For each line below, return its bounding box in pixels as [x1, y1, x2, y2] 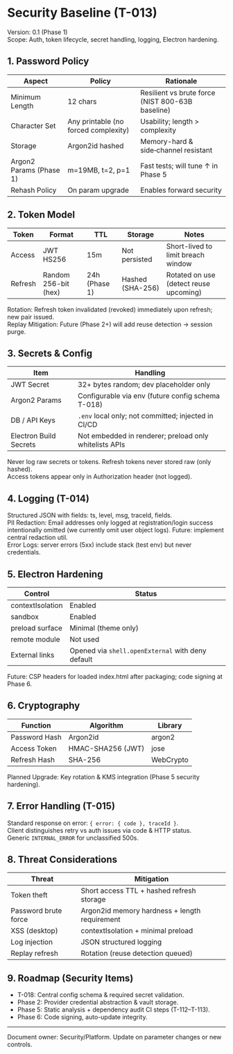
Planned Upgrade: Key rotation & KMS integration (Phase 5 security [7, 772, 200, 781]
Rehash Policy [10, 185, 57, 195]
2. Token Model [7, 209, 75, 221]
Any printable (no [67, 116, 124, 126]
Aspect [23, 76, 49, 86]
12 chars [67, 96, 97, 106]
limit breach [166, 250, 205, 259]
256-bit [42, 278, 69, 288]
